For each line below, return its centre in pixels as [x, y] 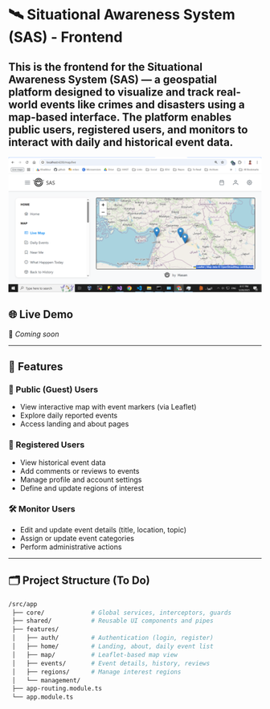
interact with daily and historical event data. [121, 142]
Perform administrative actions [71, 547]
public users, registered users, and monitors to [128, 130]
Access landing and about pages [74, 424]
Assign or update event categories [77, 538]
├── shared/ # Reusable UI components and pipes [113, 621]
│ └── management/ [46, 680]
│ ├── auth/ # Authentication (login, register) [113, 638]
